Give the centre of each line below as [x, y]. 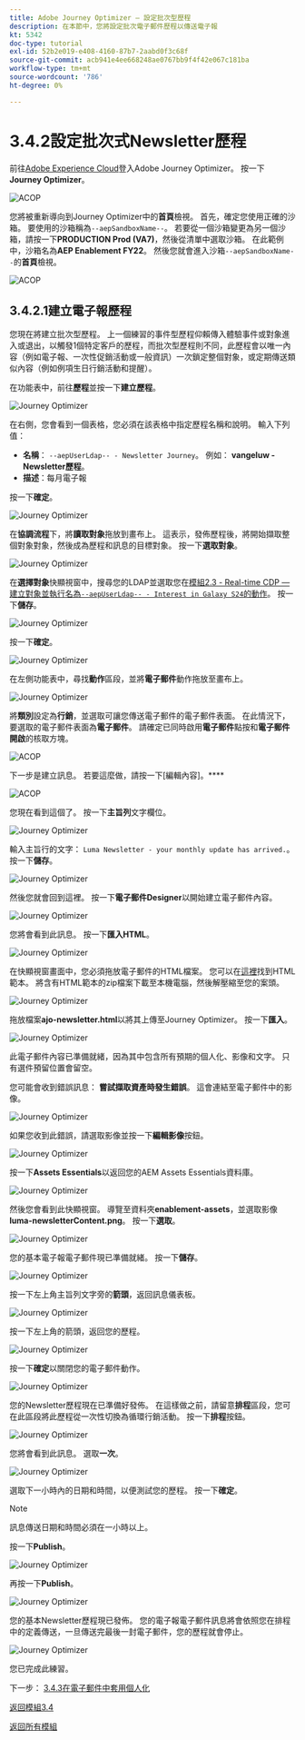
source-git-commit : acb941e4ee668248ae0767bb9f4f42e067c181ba [129, 60]
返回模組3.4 [32, 1707]
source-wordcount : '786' [56, 77]
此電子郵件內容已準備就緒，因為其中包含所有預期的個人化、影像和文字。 [144, 1057]
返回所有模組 [33, 1726]
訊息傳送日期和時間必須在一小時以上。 [81, 1527]
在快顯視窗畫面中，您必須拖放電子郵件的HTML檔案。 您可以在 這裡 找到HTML [152, 971]
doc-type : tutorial [46, 43]
